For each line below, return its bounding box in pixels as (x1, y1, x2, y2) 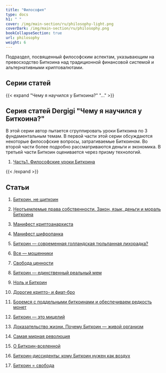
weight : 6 (6, 40, 27, 45)
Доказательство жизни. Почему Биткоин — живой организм (13, 324, 143, 330)
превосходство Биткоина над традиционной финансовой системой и (6, 59, 154, 65)
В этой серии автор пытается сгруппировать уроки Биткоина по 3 (6, 128, 147, 134)
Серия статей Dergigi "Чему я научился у (6, 106, 142, 115)
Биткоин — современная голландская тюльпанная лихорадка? (13, 241, 148, 247)
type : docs (6, 12, 29, 17)
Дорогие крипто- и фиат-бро (13, 289, 75, 295)
